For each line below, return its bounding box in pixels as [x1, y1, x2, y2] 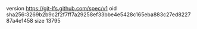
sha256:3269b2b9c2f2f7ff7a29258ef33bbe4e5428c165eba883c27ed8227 [6, 11, 191, 18]
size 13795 [35, 17, 61, 24]
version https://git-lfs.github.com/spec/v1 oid [6, 5, 117, 12]
